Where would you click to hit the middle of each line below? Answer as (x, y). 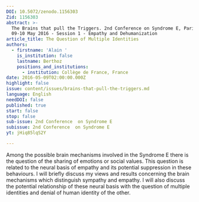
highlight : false (28, 84)
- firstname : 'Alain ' (39, 50)
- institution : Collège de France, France (75, 72)
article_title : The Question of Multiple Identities (73, 39)
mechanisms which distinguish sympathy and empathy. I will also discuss (96, 180)
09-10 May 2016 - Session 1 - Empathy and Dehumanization (85, 34)
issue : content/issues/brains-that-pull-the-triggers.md (78, 89)
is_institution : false (45, 56)
